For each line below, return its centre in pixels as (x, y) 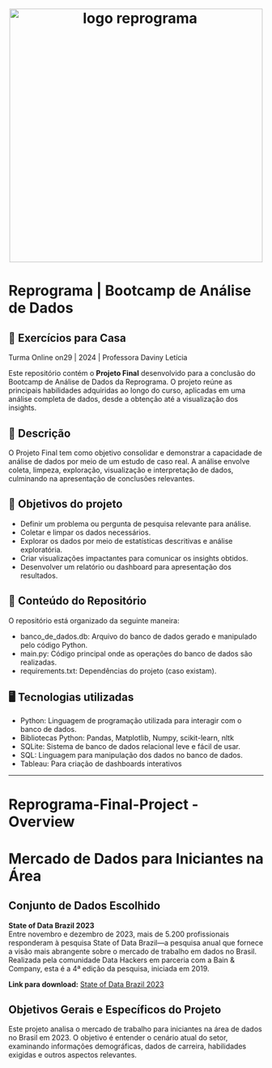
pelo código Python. (54, 644)
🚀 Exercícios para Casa (68, 338)
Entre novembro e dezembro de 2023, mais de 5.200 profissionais (119, 934)
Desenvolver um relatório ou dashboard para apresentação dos (126, 566)
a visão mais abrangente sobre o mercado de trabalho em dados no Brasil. (133, 951)
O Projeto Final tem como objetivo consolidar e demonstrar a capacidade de (136, 453)
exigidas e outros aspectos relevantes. (73, 1055)
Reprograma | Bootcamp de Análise (130, 291)
